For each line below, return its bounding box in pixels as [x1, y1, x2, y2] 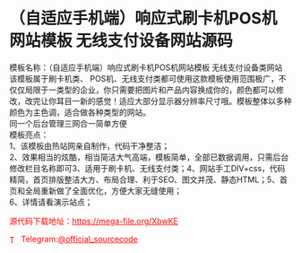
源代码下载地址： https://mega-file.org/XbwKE [9, 215, 179, 226]
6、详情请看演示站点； [9, 196, 93, 207]
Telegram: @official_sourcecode [21, 233, 139, 244]
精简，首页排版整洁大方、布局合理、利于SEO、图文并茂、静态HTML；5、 [9, 174, 280, 185]
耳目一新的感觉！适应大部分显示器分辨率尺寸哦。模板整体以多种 [56, 95, 292, 106]
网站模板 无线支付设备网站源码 [9, 31, 233, 51]
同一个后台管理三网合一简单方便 [9, 118, 127, 128]
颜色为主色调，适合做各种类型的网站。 [9, 107, 150, 118]
